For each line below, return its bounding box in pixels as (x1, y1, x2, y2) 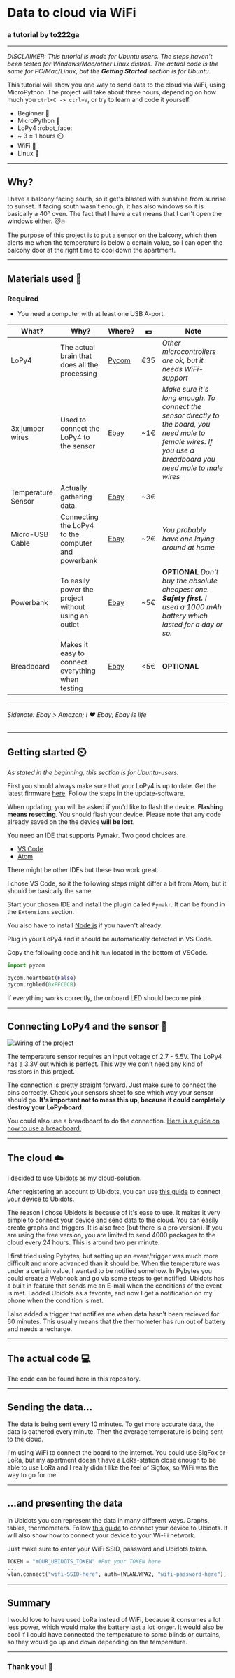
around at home (162, 542, 215, 552)
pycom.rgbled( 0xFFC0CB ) (7, 981, 77, 988)
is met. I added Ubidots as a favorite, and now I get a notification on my (7, 1289, 213, 1297)
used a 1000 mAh (162, 602, 222, 611)
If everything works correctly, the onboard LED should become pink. (7, 993, 204, 1002)
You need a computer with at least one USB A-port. (17, 309, 166, 318)
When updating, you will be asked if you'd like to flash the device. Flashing (7, 803, 224, 811)
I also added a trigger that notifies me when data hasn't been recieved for (7, 1310, 220, 1318)
